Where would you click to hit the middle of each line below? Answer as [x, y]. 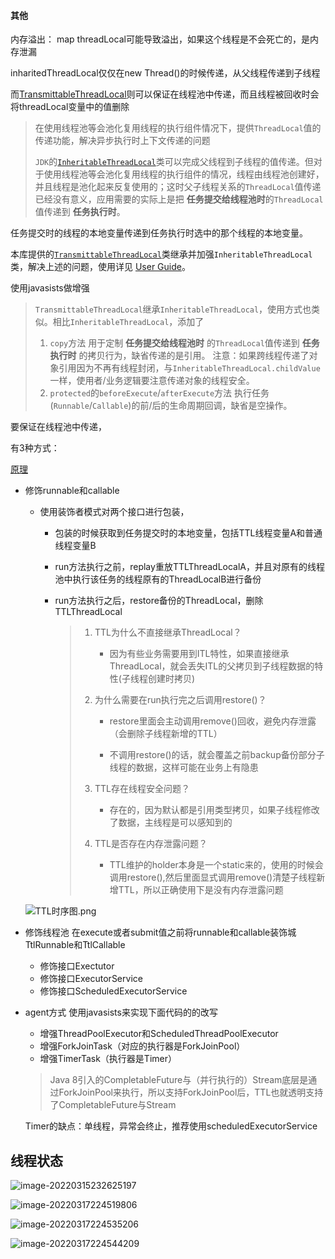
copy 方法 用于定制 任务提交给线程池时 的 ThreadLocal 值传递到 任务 [184, 343]
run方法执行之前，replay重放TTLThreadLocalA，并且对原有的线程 [189, 567]
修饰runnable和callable [72, 491]
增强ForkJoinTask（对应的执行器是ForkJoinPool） [142, 1046]
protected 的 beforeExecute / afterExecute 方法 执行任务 [159, 393]
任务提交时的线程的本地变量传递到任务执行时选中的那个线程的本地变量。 [159, 233]
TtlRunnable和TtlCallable [75, 945]
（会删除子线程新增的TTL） [166, 734]
